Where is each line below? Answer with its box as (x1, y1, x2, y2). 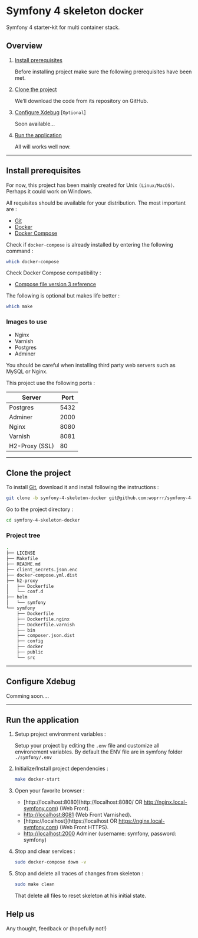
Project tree (6, 531, 41, 539)
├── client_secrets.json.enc (6, 567, 78, 572)
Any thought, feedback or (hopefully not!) (6, 924, 107, 932)
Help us (6, 909, 35, 919)
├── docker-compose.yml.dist (6, 572, 78, 578)
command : (6, 247, 34, 254)
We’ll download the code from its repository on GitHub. (14, 97, 148, 104)
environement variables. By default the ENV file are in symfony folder (14, 748, 183, 755)
